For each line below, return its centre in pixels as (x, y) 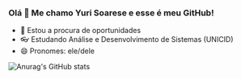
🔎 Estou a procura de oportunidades (80, 31)
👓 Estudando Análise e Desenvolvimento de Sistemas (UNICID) (127, 39)
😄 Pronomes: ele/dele (57, 51)
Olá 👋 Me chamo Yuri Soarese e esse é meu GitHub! (111, 13)
